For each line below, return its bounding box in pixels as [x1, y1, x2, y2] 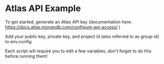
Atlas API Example [5, 3, 81, 14]
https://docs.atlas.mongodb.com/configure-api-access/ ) [5, 24, 121, 30]
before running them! [5, 53, 48, 59]
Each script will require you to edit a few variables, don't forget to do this [5, 48, 152, 54]
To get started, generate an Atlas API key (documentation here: [5, 19, 132, 25]
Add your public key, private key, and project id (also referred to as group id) [5, 33, 159, 39]
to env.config [5, 38, 32, 44]
